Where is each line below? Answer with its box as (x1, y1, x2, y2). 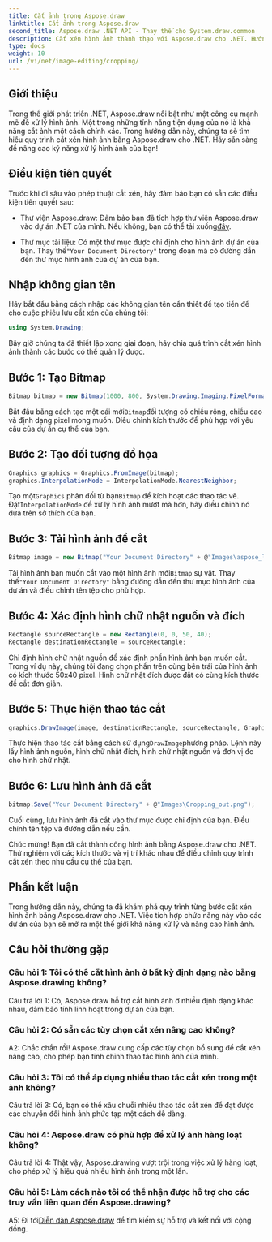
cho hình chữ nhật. (8, 756, 71, 765)
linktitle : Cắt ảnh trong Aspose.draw (8, 19, 139, 28)
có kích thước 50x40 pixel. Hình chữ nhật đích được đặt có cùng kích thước (8, 670, 260, 679)
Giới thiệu (8, 87, 58, 101)
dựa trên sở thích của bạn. (8, 508, 96, 518)
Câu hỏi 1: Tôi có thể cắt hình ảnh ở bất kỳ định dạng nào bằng (8, 967, 257, 978)
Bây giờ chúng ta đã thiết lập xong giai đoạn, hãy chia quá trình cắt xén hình (8, 339, 261, 348)
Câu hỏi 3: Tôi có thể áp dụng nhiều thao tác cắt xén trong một (8, 1072, 257, 1083)
